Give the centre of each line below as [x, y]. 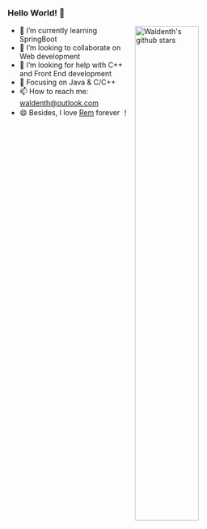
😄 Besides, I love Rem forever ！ [74, 113]
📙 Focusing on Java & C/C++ [68, 82]
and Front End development [65, 74]
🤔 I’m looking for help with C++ [71, 65]
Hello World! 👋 [36, 13]
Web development [50, 57]
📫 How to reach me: [54, 92]
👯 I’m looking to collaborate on [70, 48]
